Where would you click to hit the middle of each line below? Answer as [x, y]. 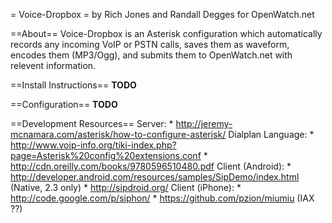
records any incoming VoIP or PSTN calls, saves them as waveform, [150, 44]
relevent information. [53, 65]
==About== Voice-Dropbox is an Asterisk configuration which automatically [166, 33]
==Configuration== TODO [64, 104]
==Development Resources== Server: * [92, 123]
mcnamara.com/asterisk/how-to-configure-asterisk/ [118, 134]
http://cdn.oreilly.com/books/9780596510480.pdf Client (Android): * [151, 166]
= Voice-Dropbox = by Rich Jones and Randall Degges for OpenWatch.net [162, 14]
